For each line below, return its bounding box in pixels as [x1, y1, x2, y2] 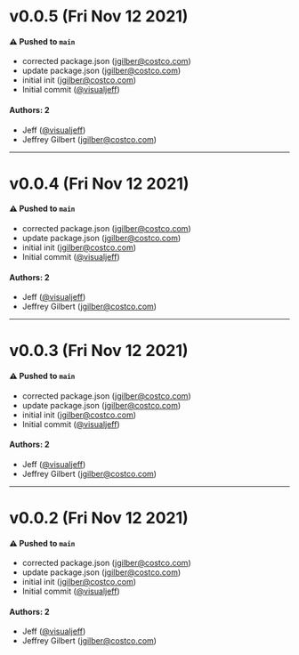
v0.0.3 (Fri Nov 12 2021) [9, 341, 189, 361]
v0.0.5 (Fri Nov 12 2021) [9, 6, 189, 27]
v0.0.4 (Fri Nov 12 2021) [9, 174, 190, 193]
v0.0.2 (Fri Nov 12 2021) [9, 507, 189, 528]
